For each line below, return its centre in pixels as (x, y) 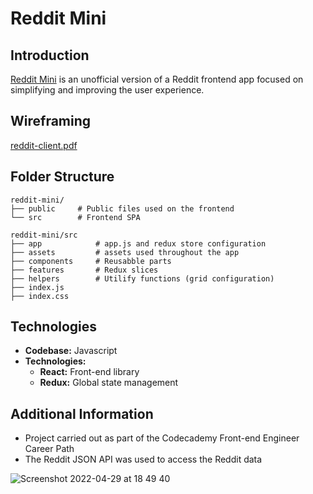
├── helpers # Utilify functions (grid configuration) (142, 278)
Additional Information (82, 413)
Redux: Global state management (109, 383)
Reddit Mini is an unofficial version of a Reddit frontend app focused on (157, 79)
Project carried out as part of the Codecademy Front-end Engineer (162, 438)
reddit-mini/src (44, 235)
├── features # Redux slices (84, 270)
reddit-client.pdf (44, 145)
